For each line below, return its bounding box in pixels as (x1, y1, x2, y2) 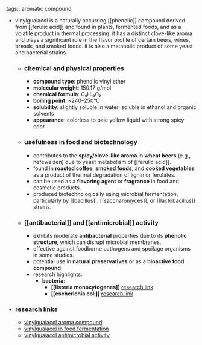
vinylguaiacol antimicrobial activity (24, 332, 110, 339)
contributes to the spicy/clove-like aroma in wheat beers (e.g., (33, 151, 191, 159)
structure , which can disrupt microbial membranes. (33, 238, 162, 246)
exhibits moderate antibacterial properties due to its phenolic (33, 232, 187, 239)
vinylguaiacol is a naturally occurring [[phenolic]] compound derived (14, 17, 186, 24)
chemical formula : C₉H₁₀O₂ (33, 91, 101, 98)
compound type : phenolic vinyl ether (33, 78, 126, 85)
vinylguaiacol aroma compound (24, 319, 103, 326)
